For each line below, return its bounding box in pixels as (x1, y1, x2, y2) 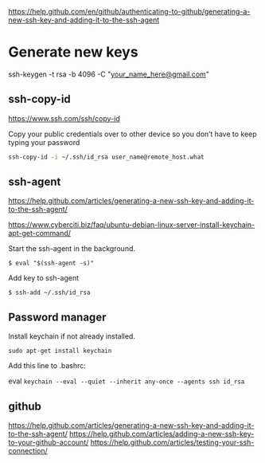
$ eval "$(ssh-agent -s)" (8, 259, 94, 268)
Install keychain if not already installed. (8, 332, 135, 341)
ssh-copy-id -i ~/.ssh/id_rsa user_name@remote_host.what (8, 153, 205, 161)
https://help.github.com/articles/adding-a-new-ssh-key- (68, 430, 255, 439)
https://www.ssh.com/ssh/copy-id (8, 113, 121, 123)
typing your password (8, 137, 80, 147)
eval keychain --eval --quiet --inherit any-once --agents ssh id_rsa (8, 376, 245, 386)
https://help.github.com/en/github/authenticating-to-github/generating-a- (8, 7, 251, 16)
